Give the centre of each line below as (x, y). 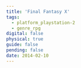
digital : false (25, 34)
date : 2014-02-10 (27, 56)
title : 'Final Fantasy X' (38, 12)
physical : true (25, 39)
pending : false (25, 50)
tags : (13, 17)
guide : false (22, 45)
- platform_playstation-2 (43, 22)
